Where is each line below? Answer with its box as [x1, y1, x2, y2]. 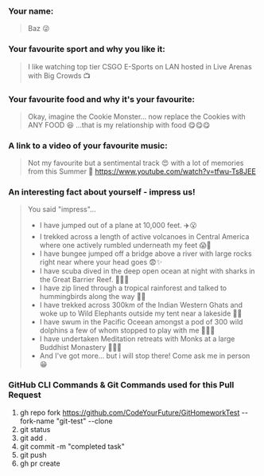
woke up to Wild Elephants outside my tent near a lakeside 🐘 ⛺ [39, 309, 243, 318]
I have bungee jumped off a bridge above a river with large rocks [39, 249, 252, 258]
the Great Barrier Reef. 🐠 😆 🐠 [39, 275, 130, 285]
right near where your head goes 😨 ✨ [39, 258, 163, 267]
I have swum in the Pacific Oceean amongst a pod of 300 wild [39, 317, 243, 327]
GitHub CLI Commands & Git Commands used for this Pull [8, 380, 235, 391]
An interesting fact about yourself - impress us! [8, 187, 196, 198]
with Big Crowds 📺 [27, 70, 91, 81]
